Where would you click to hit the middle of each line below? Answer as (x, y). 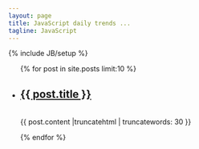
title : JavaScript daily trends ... (69, 23)
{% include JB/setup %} (48, 54)
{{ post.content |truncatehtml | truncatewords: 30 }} (106, 122)
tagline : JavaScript (43, 30)
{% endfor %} (43, 138)
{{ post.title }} (56, 94)
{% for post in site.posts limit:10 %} (78, 69)
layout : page (30, 16)
